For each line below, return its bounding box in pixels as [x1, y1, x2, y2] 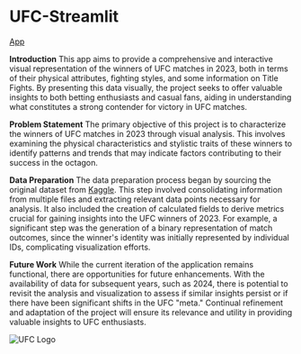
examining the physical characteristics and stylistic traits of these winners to [9, 138, 293, 149]
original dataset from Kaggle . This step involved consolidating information [9, 184, 283, 195]
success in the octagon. [9, 157, 99, 168]
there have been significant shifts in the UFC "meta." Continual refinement [9, 297, 284, 308]
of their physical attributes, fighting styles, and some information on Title [9, 72, 279, 83]
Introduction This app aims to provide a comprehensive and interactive [9, 53, 274, 64]
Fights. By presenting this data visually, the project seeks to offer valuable [9, 82, 283, 93]
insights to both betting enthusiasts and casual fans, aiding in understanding [9, 92, 292, 103]
